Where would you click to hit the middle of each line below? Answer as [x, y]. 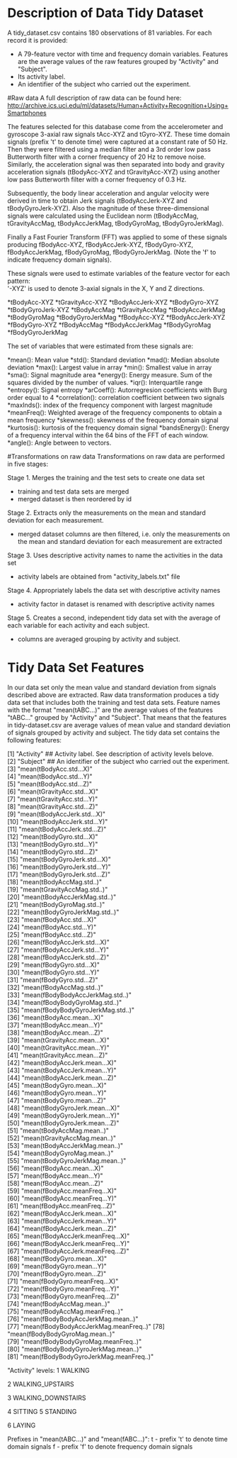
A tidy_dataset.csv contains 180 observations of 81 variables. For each [110, 33]
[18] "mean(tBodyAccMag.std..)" [55, 881]
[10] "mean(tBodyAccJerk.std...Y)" [58, 821]
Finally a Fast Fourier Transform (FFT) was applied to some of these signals [117, 237]
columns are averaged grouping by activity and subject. [99, 639]
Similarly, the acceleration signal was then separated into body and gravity [116, 164]
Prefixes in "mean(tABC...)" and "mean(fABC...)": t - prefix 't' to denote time [118, 1439]
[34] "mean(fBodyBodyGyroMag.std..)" [65, 1002]
